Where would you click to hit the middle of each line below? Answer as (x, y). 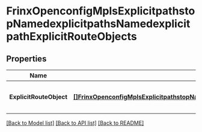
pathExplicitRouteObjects (72, 37)
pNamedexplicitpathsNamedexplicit (98, 24)
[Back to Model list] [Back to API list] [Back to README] (75, 123)
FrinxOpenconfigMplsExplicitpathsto (101, 11)
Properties (26, 58)
